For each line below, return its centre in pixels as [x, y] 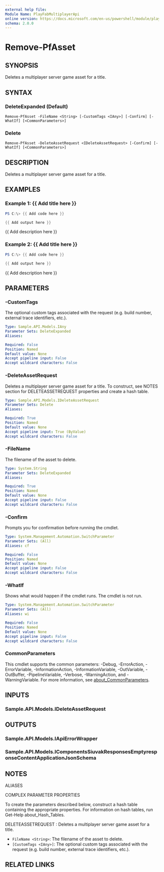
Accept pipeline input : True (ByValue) [46, 432]
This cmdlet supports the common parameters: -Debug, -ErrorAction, [75, 664]
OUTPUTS [21, 725]
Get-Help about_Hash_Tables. [35, 815]
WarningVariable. [22, 679]
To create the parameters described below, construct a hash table [72, 805]
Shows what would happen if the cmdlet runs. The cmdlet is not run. [74, 596]
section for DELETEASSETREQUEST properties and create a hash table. [77, 391]
